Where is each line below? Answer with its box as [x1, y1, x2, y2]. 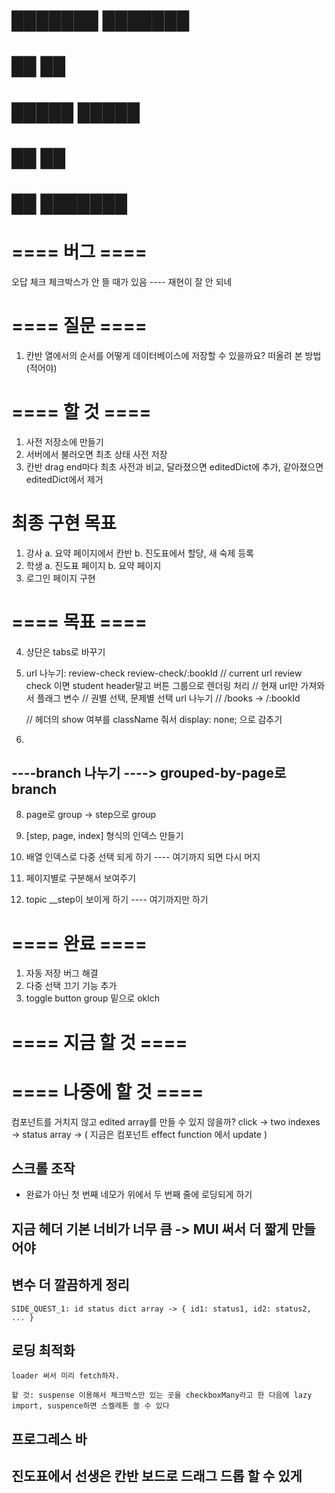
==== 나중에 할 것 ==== [11, 1080, 204, 1103]
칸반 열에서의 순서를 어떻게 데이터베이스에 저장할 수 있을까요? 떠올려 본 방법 [25, 349, 322, 361]
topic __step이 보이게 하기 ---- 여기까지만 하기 [25, 894, 209, 906]
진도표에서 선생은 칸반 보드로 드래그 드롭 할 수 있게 [11, 1468, 303, 1485]
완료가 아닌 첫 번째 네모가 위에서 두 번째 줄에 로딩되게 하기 [25, 1189, 253, 1201]
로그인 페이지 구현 [25, 572, 96, 584]
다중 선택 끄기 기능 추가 [25, 980, 118, 992]
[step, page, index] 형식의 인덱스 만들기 [25, 830, 184, 842]
